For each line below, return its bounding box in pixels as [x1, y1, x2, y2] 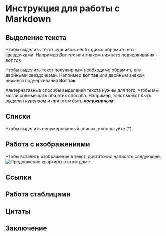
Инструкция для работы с [5, 3, 120, 14]
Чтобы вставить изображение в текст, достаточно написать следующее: [5, 153, 161, 159]
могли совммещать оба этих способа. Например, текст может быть [5, 93, 152, 98]
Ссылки [5, 173, 32, 182]
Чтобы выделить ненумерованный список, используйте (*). [5, 125, 133, 131]
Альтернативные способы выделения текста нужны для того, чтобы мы [5, 87, 159, 93]
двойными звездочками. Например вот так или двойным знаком [5, 72, 145, 78]
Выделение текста [5, 33, 67, 42]
